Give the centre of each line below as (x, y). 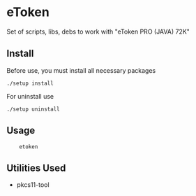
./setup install (30, 83)
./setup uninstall (33, 109)
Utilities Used (36, 168)
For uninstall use (30, 96)
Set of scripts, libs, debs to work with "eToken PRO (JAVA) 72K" (98, 31)
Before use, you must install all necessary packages (81, 70)
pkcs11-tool (33, 185)
